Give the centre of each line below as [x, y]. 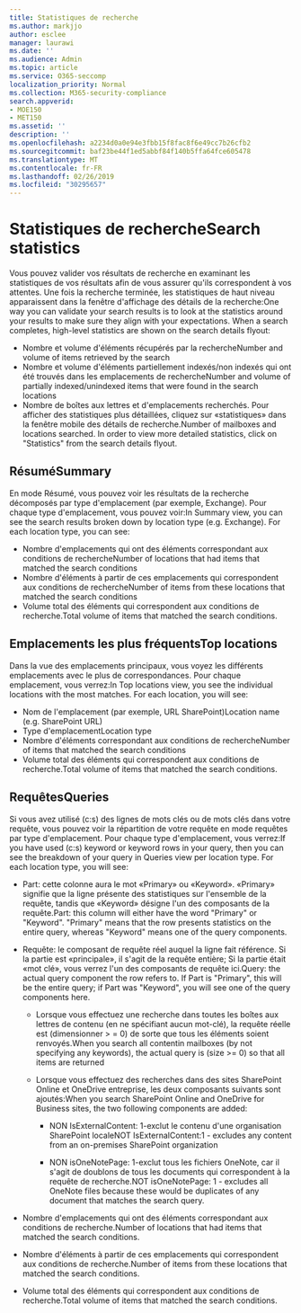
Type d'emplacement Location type [87, 731]
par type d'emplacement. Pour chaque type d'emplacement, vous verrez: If [147, 838]
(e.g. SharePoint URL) [62, 721]
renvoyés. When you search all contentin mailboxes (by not [144, 1042]
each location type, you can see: [70, 531]
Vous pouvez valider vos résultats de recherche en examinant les [130, 273]
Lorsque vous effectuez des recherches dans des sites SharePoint [159, 1079]
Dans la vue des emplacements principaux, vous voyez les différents [136, 665]
